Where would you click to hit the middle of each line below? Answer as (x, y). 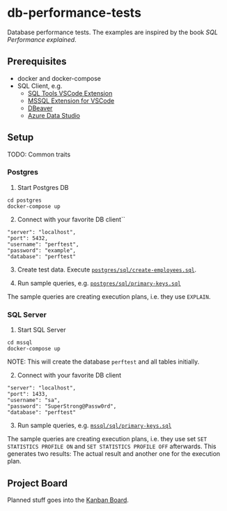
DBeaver (40, 108)
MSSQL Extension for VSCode (71, 101)
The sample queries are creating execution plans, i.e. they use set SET (107, 439)
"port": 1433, (28, 394)
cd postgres (24, 200)
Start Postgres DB (43, 187)
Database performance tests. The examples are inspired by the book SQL (112, 32)
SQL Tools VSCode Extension (70, 93)
